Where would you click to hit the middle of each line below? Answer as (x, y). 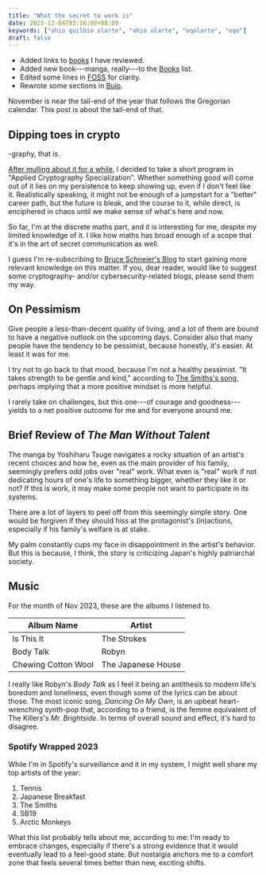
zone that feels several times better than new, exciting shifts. (107, 862)
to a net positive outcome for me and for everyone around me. (131, 410)
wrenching (26, 710)
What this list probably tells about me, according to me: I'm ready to (119, 837)
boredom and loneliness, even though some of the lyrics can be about (123, 692)
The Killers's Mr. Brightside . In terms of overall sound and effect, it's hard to (132, 717)
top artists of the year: (44, 772)
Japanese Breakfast (52, 796)
